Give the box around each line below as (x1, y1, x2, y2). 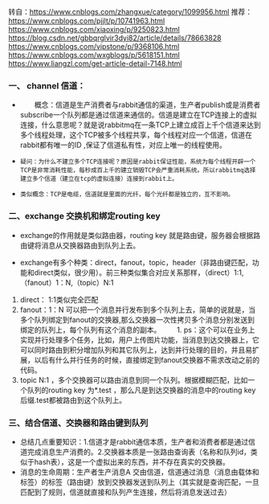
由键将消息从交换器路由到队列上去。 (19, 240, 141, 250)
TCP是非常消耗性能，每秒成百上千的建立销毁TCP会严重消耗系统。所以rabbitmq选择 (19, 166, 256, 174)
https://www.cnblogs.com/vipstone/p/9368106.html (8, 42, 180, 51)
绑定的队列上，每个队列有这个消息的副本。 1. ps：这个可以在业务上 (19, 325, 255, 334)
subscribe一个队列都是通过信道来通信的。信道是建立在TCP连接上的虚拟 (19, 110, 257, 120)
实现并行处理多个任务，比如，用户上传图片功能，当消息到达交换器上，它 (19, 334, 259, 344)
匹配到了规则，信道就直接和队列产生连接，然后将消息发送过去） (19, 487, 231, 497)
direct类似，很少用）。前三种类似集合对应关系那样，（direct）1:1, (34, 268, 244, 277)
